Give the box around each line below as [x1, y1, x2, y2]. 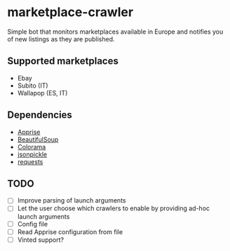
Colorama [17, 142, 46, 151]
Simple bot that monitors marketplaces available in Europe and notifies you [7, 27, 224, 36]
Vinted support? [17, 236, 65, 244]
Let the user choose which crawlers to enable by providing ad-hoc [17, 204, 210, 212]
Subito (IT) [17, 81, 48, 90]
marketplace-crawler [7, 4, 134, 20]
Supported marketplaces [7, 55, 119, 67]
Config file [17, 219, 48, 228]
